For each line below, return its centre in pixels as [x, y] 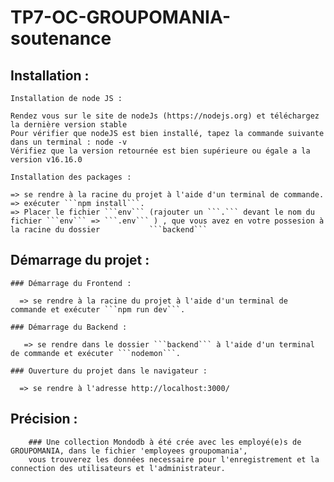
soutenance [61, 38]
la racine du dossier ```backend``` [109, 230]
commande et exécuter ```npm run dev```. [98, 309]
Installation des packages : [71, 177]
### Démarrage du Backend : [69, 327]
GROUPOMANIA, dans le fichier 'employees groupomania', [129, 451]
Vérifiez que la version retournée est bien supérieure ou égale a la [160, 151]
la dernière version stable [69, 125]
